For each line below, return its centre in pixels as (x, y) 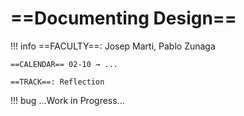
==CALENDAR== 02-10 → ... (64, 64)
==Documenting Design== (123, 18)
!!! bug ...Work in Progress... (67, 100)
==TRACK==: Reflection (57, 82)
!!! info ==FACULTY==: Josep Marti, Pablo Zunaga (113, 46)
